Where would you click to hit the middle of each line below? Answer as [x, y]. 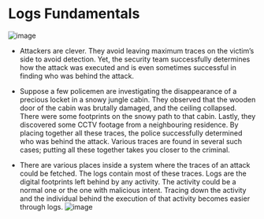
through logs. [41, 206]
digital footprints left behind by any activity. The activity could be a [128, 181]
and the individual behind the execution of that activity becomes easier [135, 199]
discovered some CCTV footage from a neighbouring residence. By [129, 124]
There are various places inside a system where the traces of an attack [135, 165]
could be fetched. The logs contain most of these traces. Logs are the [133, 173]
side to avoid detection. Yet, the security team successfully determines [135, 59]
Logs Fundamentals [74, 14]
